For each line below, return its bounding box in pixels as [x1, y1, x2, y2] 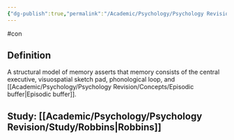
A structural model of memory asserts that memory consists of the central [7, 68, 220, 77]
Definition [7, 49, 51, 61]
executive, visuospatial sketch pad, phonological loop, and [7, 75, 175, 84]
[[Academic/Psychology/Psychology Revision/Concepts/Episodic [7, 83, 194, 91]
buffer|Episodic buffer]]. [7, 90, 77, 98]
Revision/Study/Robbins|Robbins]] [7, 121, 162, 133]
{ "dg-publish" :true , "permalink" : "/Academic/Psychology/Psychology [7, 10, 204, 17]
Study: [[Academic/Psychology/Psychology [7, 110, 203, 122]
